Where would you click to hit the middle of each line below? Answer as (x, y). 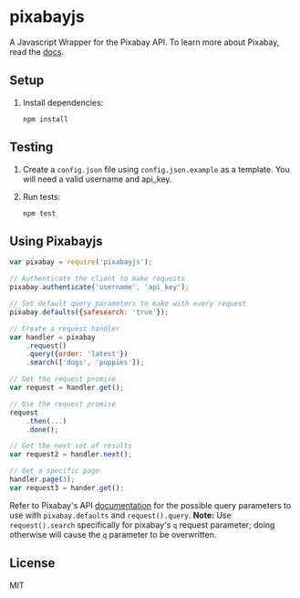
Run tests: (41, 196)
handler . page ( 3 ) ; (42, 479)
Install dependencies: (63, 102)
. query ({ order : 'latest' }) (77, 354)
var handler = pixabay (52, 337)
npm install (45, 119)
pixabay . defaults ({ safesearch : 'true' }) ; (89, 312)
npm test (39, 213)
